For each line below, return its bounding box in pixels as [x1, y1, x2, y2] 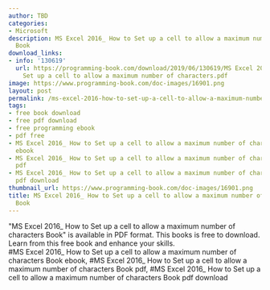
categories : [8, 19, 48, 27]
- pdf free [8, 131, 45, 139]
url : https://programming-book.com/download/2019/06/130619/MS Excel [15, 64, 253, 72]
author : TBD [8, 11, 48, 20]
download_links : [8, 49, 63, 57]
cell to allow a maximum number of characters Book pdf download [8, 272, 228, 282]
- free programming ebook [8, 124, 95, 132]
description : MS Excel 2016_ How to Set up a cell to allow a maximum [8, 34, 250, 43]
